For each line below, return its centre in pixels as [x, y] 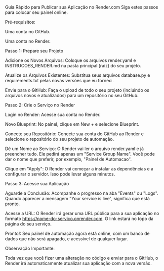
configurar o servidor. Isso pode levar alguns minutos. [60, 174]
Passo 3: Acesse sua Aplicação [37, 184]
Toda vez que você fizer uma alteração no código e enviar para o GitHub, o [82, 258]
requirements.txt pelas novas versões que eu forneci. [60, 81]
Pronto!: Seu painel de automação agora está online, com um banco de [77, 233]
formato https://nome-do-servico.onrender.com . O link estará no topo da [79, 218]
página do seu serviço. [28, 224]
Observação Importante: [30, 248]
